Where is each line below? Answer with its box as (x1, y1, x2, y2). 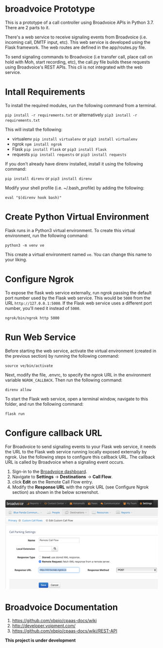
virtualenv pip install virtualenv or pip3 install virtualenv (12, 136, 138, 142)
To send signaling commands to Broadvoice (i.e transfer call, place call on (5, 54, 153, 59)
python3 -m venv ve (5, 243, 45, 248)
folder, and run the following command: (5, 401, 84, 407)
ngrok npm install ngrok (12, 141, 62, 147)
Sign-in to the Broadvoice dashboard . (12, 468, 87, 474)
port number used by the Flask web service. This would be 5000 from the (5, 295, 150, 301)
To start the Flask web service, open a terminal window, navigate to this (5, 396, 148, 402)
